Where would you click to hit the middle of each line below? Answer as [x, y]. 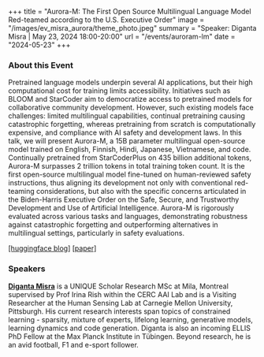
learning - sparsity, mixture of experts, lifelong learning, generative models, [131, 319]
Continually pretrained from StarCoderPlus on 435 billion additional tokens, [130, 158]
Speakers [27, 269]
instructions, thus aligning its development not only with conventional [121, 183]
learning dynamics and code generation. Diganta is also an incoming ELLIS [129, 328]
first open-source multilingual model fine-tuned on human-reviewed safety [130, 175]
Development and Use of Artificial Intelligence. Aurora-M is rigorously [121, 208]
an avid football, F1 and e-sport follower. [74, 344]
